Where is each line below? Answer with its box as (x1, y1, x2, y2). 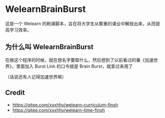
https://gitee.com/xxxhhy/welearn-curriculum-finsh (12, 102, 119, 108)
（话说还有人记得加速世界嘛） (5, 74, 66, 80)
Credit (5, 89, 25, 97)
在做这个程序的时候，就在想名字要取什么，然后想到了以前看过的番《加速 (5, 57, 154, 63)
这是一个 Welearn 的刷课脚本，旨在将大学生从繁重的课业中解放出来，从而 (5, 20, 156, 26)
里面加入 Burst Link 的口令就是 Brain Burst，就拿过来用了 (15, 63, 133, 69)
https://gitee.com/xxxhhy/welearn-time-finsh (12, 107, 105, 113)
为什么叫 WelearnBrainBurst (5, 43, 94, 51)
